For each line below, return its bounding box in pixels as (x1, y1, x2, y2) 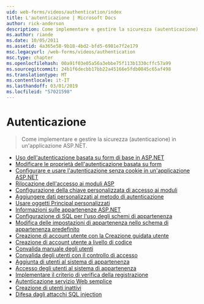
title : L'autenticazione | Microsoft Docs (6, 15, 116, 21)
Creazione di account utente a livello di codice (15, 238, 132, 246)
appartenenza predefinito (15, 225, 80, 233)
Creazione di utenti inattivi (15, 284, 81, 291)
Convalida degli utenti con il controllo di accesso (15, 251, 138, 259)
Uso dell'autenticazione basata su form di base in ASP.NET (15, 154, 164, 161)
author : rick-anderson (6, 20, 64, 26)
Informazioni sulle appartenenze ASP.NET (15, 206, 121, 213)
